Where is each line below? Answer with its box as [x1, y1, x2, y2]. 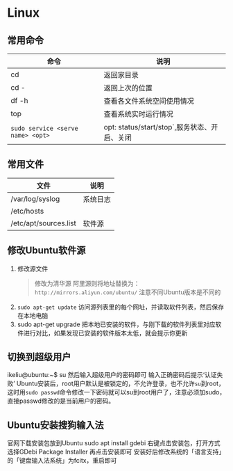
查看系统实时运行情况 [103, 109, 173, 119]
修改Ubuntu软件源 [7, 245, 86, 257]
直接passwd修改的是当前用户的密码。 [7, 397, 115, 405]
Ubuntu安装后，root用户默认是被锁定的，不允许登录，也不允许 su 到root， [16, 379, 225, 388]
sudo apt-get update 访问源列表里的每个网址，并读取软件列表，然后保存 [17, 303, 224, 311]
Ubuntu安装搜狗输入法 [7, 419, 104, 431]
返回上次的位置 [103, 83, 153, 93]
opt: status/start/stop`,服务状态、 [103, 122, 212, 131]
